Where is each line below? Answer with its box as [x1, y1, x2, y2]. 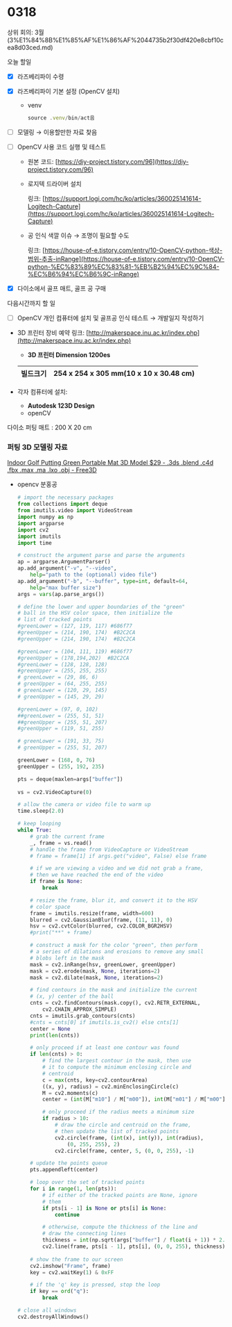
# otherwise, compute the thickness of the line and [42, 1223, 198, 1230]
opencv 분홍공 [17, 480, 57, 488]
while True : [17, 827, 52, 834]
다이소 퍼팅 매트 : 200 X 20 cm [7, 423, 92, 431]
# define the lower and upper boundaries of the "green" [17, 603, 186, 610]
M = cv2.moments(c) [42, 1089, 98, 1096]
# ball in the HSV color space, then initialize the [17, 609, 173, 617]
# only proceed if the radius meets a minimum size [42, 1109, 195, 1116]
